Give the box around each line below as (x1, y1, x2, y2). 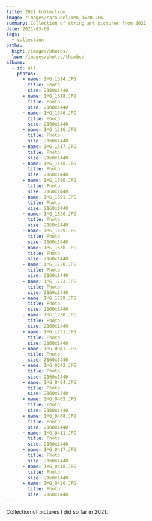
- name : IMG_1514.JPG (22, 76, 77, 82)
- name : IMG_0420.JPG (22, 481, 77, 487)
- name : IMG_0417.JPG (22, 447, 77, 453)
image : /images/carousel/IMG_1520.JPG (6, 14, 103, 21)
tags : (6, 31, 20, 37)
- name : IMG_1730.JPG (22, 312, 77, 318)
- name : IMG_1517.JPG (22, 143, 77, 150)
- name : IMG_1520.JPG (22, 211, 77, 217)
